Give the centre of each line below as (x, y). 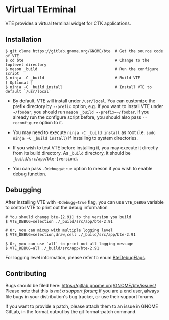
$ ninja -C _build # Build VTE (73, 78)
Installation (23, 39)
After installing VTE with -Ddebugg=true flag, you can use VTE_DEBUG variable (85, 202)
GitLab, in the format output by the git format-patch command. (71, 312)
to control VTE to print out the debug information (57, 207)
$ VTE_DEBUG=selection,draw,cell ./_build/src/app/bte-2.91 (71, 235)
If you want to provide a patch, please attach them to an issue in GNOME (82, 306)
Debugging (23, 190)
